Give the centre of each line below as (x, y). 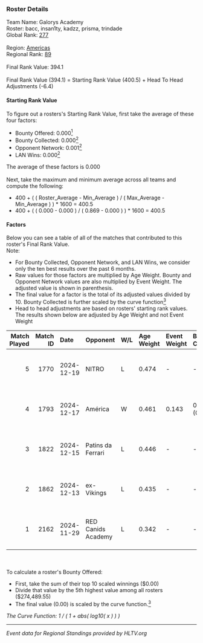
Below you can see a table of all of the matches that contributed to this (94, 238)
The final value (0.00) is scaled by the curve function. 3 (83, 603)
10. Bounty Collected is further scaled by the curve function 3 (90, 301)
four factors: (22, 120)
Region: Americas (28, 48)
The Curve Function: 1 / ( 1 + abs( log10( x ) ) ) (63, 616)
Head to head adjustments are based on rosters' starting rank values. (101, 308)
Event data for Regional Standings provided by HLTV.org (77, 633)
